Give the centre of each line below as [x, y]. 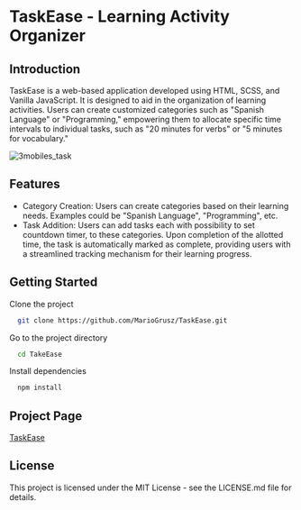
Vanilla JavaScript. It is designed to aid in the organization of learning [138, 100]
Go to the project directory [59, 337]
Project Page [46, 416]
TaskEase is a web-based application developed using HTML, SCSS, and [145, 91]
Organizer [47, 36]
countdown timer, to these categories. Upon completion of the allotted [153, 234]
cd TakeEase [40, 354]
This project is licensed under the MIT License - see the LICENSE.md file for [150, 487]
